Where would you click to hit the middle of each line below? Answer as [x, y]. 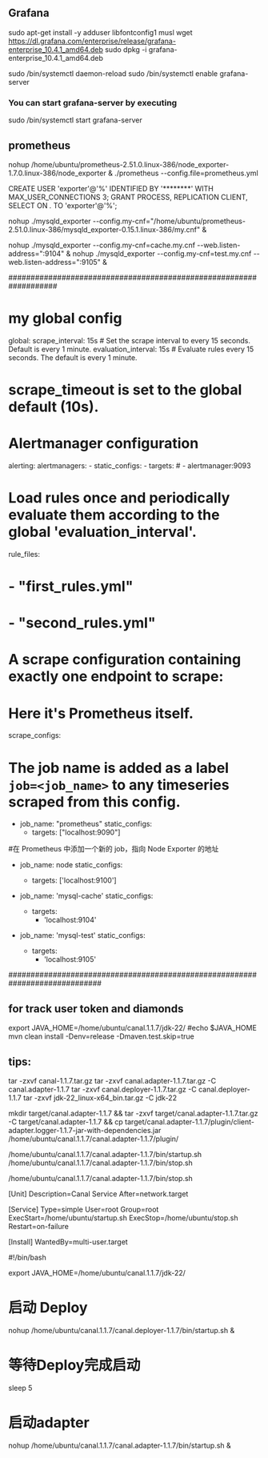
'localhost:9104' [70, 920]
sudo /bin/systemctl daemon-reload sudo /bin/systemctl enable [113, 73]
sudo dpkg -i [126, 49]
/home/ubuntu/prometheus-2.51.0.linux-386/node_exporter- [130, 164]
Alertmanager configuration [104, 444]
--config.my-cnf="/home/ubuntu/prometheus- [169, 221]
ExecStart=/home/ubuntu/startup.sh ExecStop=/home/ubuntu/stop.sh [123, 1218]
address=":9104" [36, 253]
